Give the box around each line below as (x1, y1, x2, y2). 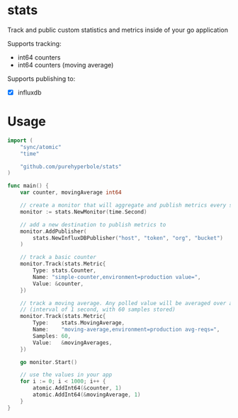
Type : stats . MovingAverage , (33, 319, 125, 326)
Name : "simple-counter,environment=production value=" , (33, 273, 201, 280)
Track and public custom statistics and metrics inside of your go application (7, 26, 229, 34)
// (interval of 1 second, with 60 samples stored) (20, 306, 176, 314)
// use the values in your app (20, 371, 113, 378)
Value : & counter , (33, 280, 84, 287)
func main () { (7, 182, 50, 189)
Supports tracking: (7, 39, 62, 48)
